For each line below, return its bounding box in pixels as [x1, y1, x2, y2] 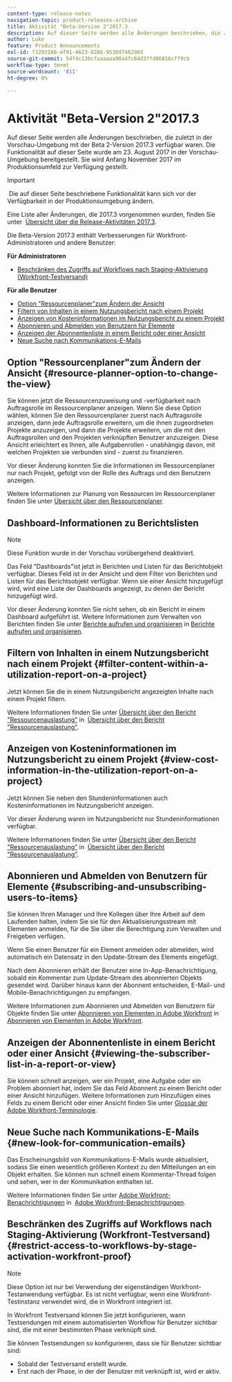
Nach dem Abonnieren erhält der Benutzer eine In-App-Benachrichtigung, [7, 966, 217, 975]
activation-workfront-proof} [7, 1251, 132, 1263]
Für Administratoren [7, 252, 67, 260]
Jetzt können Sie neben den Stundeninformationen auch [7, 794, 168, 802]
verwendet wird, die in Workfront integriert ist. [41, 1297, 173, 1306]
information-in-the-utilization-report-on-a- [7, 765, 199, 777]
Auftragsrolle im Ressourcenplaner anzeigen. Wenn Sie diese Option [7, 404, 202, 412]
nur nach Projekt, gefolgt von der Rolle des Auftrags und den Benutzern [7, 469, 211, 477]
